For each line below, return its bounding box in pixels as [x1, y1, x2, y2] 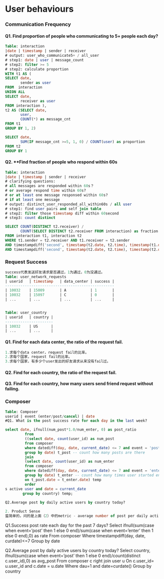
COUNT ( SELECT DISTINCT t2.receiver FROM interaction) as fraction [20, 229, 159, 234]
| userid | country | [5, 314, 54, 319]
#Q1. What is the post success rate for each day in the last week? [5, 418, 147, 423]
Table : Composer [5, 409, 38, 414]
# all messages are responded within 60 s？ [5, 184, 94, 189]
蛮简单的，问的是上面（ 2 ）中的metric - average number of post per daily [5, 513, 148, 518]
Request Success [5, 259, 47, 265]
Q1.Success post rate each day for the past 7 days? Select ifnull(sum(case [5, 522, 155, 528]
